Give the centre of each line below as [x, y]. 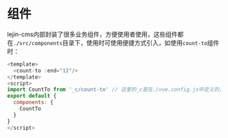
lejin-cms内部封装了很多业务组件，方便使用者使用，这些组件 [92, 34]
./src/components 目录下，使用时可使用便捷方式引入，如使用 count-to [110, 42]
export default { [32, 96]
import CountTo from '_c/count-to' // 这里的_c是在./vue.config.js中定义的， [116, 89]
